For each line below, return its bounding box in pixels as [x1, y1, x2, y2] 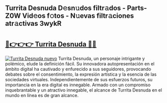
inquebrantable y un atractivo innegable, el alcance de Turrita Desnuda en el [5, 87, 162, 93]
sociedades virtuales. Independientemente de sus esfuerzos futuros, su [5, 77, 153, 82]
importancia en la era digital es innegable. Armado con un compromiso [5, 82, 151, 88]
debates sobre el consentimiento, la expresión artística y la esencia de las [5, 71, 157, 77]
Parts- [127, 4, 147, 12]
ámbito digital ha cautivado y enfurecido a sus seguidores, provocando [5, 66, 151, 72]
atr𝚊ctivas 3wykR [5, 19, 62, 28]
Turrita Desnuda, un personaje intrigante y [58, 55, 145, 61]
